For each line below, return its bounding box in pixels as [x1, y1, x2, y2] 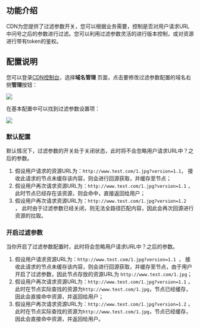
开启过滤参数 [6, 228, 43, 237]
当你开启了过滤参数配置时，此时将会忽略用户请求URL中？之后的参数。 [6, 243, 179, 250]
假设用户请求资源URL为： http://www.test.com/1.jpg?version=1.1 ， [14, 256, 185, 263]
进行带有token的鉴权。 [6, 38, 62, 45]
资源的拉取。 [14, 212, 46, 219]
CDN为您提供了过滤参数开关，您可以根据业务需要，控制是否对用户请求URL [6, 23, 190, 30]
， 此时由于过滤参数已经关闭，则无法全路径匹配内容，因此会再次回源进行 [14, 205, 194, 212]
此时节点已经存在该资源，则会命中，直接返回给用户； [14, 190, 146, 197]
